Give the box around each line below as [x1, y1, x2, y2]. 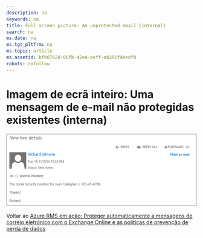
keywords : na [6, 16, 39, 22]
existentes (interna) [6, 113, 108, 127]
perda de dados [6, 225, 46, 232]
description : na [6, 10, 47, 16]
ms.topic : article [6, 48, 53, 54]
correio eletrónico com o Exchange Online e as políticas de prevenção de [6, 218, 189, 226]
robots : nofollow [6, 60, 50, 66]
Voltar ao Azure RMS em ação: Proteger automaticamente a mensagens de [6, 212, 193, 219]
